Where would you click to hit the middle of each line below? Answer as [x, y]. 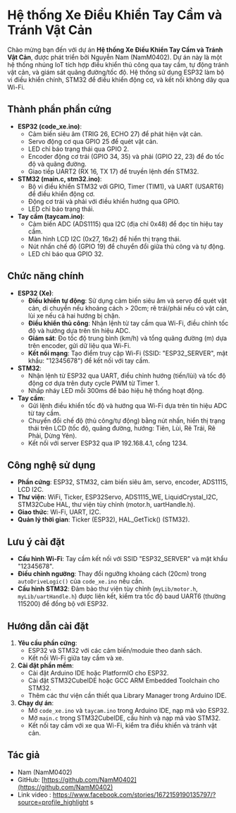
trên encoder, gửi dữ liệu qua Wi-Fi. [80, 345]
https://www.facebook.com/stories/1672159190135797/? [134, 795]
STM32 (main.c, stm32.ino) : [60, 179]
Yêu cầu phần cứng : [47, 643]
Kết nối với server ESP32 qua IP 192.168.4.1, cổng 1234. [108, 443]
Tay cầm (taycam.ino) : [51, 216]
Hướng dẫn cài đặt [48, 626]
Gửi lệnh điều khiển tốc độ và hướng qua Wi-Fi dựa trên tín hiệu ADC [128, 405]
